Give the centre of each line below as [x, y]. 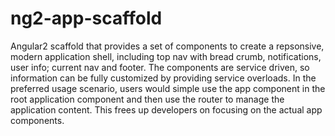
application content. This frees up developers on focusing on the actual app [166, 109]
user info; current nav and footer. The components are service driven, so [160, 67]
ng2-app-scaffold [86, 18]
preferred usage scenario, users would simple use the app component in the [168, 88]
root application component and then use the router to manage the [147, 99]
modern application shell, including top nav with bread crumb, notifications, [166, 56]
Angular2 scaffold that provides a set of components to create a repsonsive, [167, 46]
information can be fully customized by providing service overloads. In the [163, 78]
